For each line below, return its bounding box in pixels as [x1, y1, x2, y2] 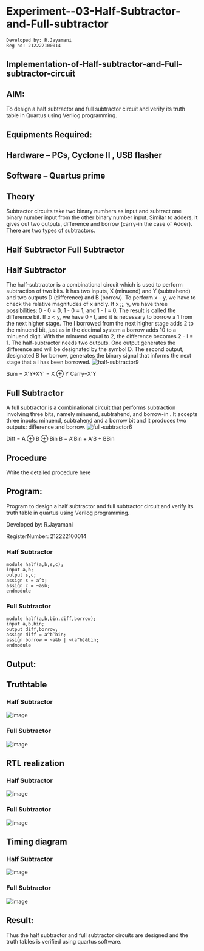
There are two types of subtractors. [6, 227, 95, 234]
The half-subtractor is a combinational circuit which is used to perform [6, 281, 183, 288]
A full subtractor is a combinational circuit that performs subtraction [6, 404, 176, 411]
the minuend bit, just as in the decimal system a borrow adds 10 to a [6, 326, 177, 333]
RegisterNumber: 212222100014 [6, 533, 87, 540]
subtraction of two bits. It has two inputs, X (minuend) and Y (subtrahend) [6, 287, 191, 295]
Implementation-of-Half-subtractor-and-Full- [6, 59, 183, 69]
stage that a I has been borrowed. [6, 358, 91, 366]
